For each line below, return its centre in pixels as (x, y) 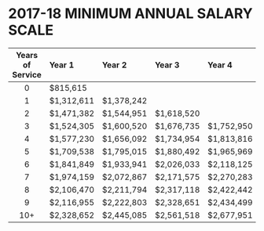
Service (27, 74)
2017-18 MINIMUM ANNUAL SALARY (130, 14)
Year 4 (220, 65)
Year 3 (167, 65)
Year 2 (114, 65)
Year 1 (62, 65)
